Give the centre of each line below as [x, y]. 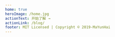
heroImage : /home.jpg [27, 14]
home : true [16, 9]
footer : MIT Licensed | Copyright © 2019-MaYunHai [58, 27]
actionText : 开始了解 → [28, 18]
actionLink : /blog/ [25, 23]
